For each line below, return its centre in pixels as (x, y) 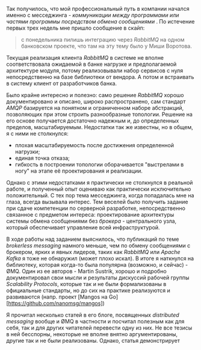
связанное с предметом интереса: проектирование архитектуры (90, 215)
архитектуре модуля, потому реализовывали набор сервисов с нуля (95, 71)
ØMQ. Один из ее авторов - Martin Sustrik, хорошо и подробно (86, 271)
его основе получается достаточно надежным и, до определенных (93, 121)
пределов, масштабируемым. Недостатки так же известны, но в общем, (100, 127)
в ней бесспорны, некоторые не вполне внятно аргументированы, (92, 334)
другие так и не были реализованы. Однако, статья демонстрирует (93, 341)
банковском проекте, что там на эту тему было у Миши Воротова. (107, 46)
